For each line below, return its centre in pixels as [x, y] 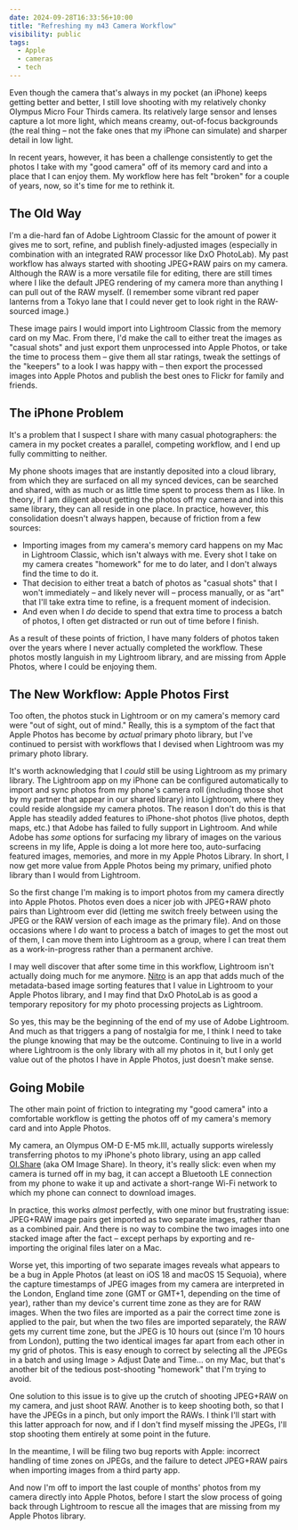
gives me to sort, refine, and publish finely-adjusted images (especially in [143, 244]
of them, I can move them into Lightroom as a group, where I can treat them [148, 940]
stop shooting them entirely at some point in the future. [110, 1434]
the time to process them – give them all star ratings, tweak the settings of [145, 357]
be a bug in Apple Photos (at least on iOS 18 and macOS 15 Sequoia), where [148, 1275]
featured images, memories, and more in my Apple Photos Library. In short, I [149, 856]
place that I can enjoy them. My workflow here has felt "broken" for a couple [149, 176]
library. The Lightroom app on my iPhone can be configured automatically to [149, 780]
